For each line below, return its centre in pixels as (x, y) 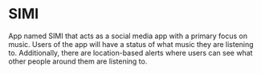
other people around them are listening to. (78, 61)
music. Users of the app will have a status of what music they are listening (131, 44)
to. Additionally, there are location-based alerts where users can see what (130, 53)
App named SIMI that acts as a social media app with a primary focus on (128, 36)
